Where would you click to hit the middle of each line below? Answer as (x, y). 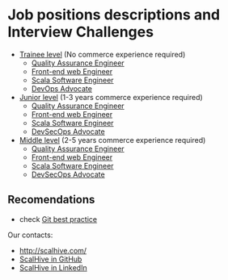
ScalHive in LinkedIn (53, 267)
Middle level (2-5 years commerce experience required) (112, 140)
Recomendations (51, 200)
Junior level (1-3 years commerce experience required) (111, 97)
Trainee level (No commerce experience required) (102, 54)
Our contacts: (30, 235)
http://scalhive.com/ (53, 250)
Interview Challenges (81, 32)
